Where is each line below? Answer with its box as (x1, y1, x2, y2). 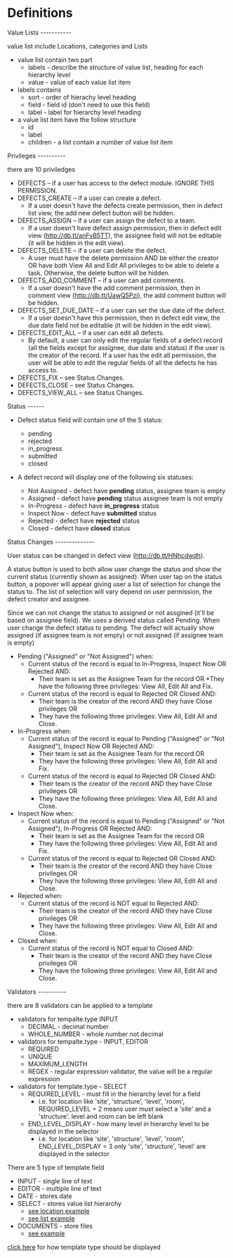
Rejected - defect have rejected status (27, 516, 140, 525)
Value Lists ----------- (7, 28, 72, 37)
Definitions (7, 5, 74, 21)
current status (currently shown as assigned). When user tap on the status (7, 572, 222, 580)
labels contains (17, 85, 62, 94)
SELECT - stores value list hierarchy (17, 1199, 121, 1207)
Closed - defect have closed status (27, 523, 131, 533)
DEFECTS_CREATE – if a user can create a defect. (17, 194, 161, 202)
